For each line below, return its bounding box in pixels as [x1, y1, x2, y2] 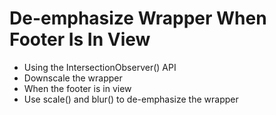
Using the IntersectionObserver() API [23, 61, 177, 73]
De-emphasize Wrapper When [9, 7, 267, 30]
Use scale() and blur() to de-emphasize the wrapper [23, 93, 239, 105]
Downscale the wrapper [23, 72, 123, 84]
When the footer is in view [23, 82, 132, 94]
